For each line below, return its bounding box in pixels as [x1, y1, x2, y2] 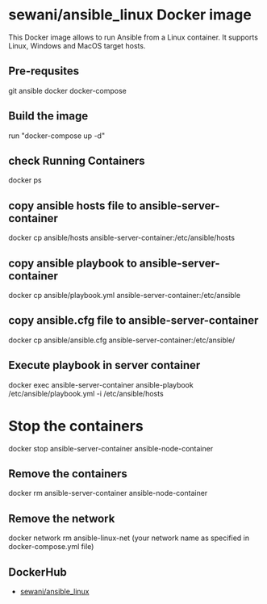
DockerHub [8, 565, 67, 579]
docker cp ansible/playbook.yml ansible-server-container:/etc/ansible [8, 291, 240, 300]
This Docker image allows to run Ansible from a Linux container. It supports [8, 32, 258, 42]
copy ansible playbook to [8, 256, 137, 270]
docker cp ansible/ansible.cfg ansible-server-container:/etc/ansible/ [8, 335, 236, 345]
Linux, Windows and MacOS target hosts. [8, 40, 146, 50]
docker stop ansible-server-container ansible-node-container [8, 443, 214, 453]
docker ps [8, 175, 42, 185]
